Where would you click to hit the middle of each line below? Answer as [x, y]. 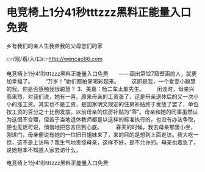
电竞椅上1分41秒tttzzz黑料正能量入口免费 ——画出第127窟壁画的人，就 [99, 73]
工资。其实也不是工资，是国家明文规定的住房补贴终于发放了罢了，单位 [110, 104]
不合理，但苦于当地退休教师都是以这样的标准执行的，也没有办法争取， [110, 119]
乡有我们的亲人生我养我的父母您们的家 [54, 46]
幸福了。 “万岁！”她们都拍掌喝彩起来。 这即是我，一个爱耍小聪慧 [104, 81]
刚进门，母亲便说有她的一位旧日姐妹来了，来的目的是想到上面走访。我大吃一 [103, 134]
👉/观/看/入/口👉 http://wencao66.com [55, 59]
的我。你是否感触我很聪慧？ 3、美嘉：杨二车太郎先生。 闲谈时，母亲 [98, 88]
